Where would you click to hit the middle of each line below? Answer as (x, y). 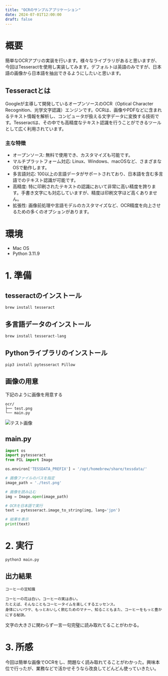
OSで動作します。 (31, 168)
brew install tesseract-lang (36, 336)
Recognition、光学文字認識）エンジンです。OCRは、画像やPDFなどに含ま (81, 110)
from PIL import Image (29, 460)
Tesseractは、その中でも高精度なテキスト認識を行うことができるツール (88, 123)
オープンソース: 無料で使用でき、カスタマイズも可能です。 (73, 155)
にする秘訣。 (17, 615)
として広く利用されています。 (36, 129)
